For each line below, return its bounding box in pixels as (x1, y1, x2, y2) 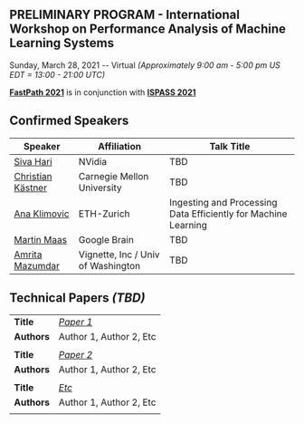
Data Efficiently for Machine (168, 207, 288, 220)
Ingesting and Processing (168, 196, 278, 208)
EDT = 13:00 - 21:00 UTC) (9, 69, 106, 80)
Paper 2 (58, 349, 93, 361)
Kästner (14, 181, 48, 194)
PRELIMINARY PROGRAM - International (9, 7, 240, 23)
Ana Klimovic (14, 207, 70, 220)
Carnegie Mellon (78, 169, 149, 182)
